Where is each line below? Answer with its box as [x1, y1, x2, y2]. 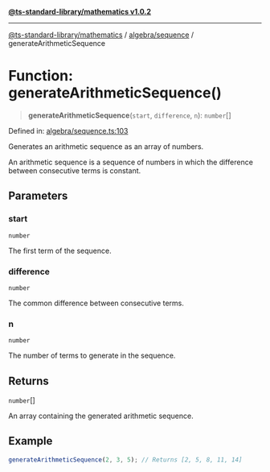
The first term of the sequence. [8, 246, 112, 255]
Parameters [8, 189, 68, 203]
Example [8, 434, 53, 448]
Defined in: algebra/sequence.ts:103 [8, 126, 129, 135]
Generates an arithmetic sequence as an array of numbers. [8, 141, 204, 151]
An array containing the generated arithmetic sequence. [8, 411, 194, 421]
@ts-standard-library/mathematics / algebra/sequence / [8, 30, 194, 39]
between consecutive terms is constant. [8, 165, 141, 176]
